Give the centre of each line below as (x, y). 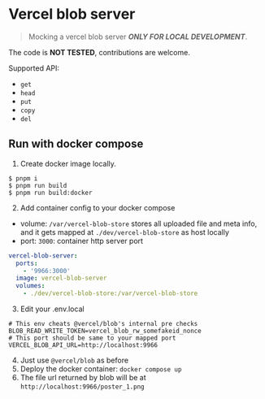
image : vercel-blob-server (61, 278)
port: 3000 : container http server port (82, 241)
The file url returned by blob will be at (83, 377)
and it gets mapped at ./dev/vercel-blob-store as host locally (125, 232)
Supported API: (34, 68)
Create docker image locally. (68, 163)
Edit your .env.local (52, 309)
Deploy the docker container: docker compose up (101, 369)
